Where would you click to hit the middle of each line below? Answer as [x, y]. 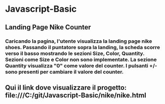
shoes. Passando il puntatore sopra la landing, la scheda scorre [83, 47]
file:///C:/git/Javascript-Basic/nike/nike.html [76, 95]
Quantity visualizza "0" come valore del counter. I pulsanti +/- [81, 66]
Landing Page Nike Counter [48, 27]
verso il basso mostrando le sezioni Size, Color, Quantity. [75, 53]
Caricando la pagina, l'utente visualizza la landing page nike [79, 41]
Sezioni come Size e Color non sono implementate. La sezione [81, 59]
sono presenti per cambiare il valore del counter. [64, 72]
